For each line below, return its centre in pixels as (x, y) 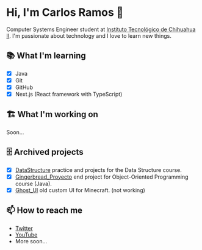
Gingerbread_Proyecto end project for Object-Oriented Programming (102, 177)
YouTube (26, 235)
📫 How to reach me (45, 211)
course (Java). (33, 184)
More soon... (31, 241)
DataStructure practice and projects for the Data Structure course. (98, 170)
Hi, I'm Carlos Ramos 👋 (65, 12)
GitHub (24, 87)
